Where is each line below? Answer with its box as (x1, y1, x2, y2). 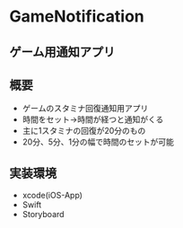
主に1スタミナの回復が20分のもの (22, 126, 146, 136)
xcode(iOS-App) (22, 190, 83, 201)
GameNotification (9, 6, 145, 27)
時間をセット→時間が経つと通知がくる (22, 114, 164, 125)
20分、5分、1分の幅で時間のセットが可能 (22, 136, 175, 147)
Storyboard (22, 209, 65, 220)
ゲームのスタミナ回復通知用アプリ (22, 103, 149, 114)
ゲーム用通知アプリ (9, 44, 116, 59)
